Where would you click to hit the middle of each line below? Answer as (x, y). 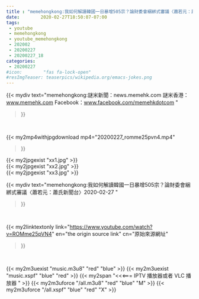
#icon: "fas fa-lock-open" (49, 72)
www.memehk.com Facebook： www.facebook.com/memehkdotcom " (92, 103)
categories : (21, 61)
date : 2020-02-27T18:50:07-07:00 (57, 17)
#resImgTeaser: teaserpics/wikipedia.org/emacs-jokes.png (79, 77)
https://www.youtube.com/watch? (111, 227)
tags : (13, 22)
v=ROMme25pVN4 (29, 234)
